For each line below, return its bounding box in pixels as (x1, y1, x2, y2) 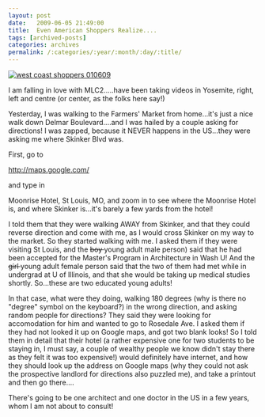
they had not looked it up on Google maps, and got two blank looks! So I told (8, 328, 257, 336)
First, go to (8, 150, 44, 159)
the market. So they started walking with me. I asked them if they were (8, 237, 238, 245)
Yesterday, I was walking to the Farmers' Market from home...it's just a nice (8, 109, 253, 119)
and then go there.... (8, 377, 75, 387)
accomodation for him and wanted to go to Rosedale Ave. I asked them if (8, 319, 245, 328)
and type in (8, 180, 45, 190)
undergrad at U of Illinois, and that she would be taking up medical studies (8, 270, 251, 279)
